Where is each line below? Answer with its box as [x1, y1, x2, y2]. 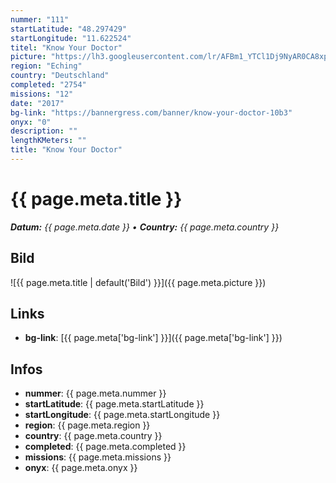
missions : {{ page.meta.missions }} [24, 451, 172, 463]
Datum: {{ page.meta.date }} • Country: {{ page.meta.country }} [10, 221, 280, 233]
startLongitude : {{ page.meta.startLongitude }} [24, 409, 221, 421]
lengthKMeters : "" [10, 136, 87, 146]
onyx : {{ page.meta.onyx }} [24, 462, 138, 474]
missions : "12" [10, 89, 74, 99]
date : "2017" [10, 98, 65, 108]
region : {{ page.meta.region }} [24, 419, 151, 431]
